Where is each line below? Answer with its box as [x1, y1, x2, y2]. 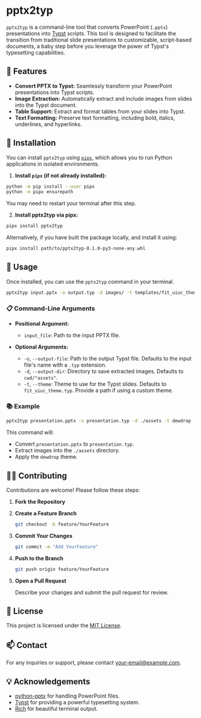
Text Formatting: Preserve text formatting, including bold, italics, [14, 114, 175, 121]
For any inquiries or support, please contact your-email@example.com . [6, 659, 181, 666]
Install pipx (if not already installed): [14, 172, 106, 179]
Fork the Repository [14, 498, 66, 506]
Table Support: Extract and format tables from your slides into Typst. [14, 107, 185, 115]
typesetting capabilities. [6, 49, 66, 56]
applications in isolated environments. [6, 160, 100, 167]
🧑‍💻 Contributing [6, 470, 68, 480]
